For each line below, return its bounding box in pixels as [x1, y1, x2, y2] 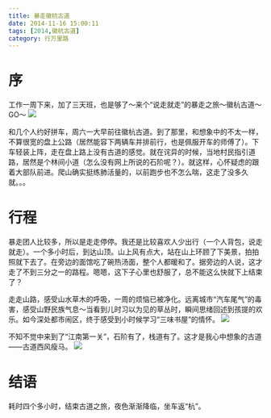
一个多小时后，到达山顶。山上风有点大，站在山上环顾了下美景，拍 [32, 247, 252, 257]
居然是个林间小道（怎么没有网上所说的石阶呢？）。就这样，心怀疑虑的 [22, 157, 252, 167]
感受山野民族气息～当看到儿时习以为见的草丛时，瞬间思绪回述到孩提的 [22, 304, 256, 315]
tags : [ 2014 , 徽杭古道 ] [8, 27, 80, 35]
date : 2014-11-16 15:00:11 [8, 19, 99, 27]
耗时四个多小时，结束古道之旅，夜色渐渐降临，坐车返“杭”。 [8, 401, 206, 412]
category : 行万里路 [8, 34, 69, 43]
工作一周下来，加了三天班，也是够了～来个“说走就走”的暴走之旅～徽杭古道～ [8, 100, 262, 110]
